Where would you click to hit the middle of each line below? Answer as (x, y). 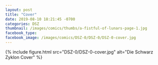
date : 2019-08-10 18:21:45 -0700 (40, 19)
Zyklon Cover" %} (24, 57)
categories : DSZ (22, 24)
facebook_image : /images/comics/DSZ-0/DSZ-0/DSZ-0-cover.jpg (71, 38)
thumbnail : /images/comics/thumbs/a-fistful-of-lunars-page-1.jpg (76, 28)
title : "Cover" (21, 14)
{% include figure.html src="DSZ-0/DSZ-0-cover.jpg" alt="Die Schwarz (79, 52)
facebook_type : (21, 33)
